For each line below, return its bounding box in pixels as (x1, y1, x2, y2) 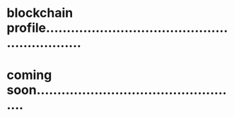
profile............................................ (6, 20, 228, 36)
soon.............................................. (6, 82, 227, 98)
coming (6, 67, 52, 83)
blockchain (6, 5, 74, 21)
